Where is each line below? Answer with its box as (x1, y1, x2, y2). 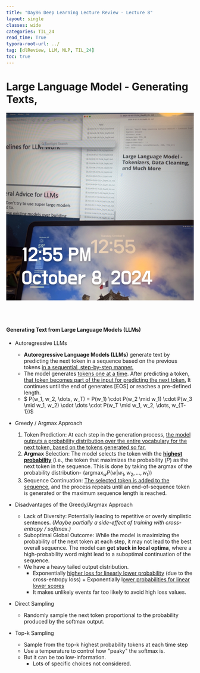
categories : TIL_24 (6, 29, 55, 35)
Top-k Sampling (14, 629, 55, 637)
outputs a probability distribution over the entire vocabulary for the (23, 437, 187, 444)
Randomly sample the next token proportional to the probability (23, 611, 179, 619)
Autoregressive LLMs (14, 339, 67, 347)
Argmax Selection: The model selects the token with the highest (23, 450, 183, 457)
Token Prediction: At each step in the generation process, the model (23, 431, 191, 438)
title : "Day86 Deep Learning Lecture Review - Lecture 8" (6, 10, 153, 15)
